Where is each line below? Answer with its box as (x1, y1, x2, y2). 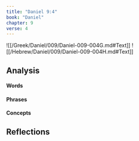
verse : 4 (6, 25, 28, 32)
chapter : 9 (6, 20, 34, 26)
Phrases (6, 96, 28, 103)
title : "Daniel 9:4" (6, 8, 58, 15)
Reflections (6, 127, 50, 137)
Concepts (6, 109, 31, 117)
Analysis (6, 65, 40, 75)
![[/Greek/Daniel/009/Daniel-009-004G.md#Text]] (6, 42, 131, 49)
